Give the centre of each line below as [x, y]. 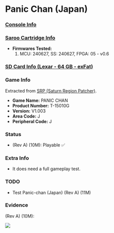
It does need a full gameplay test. [46, 169]
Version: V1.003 [29, 111]
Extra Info [17, 158]
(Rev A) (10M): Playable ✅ [39, 145]
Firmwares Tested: [32, 48]
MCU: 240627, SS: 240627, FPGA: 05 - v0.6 [64, 54]
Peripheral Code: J [32, 121]
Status [13, 134]
